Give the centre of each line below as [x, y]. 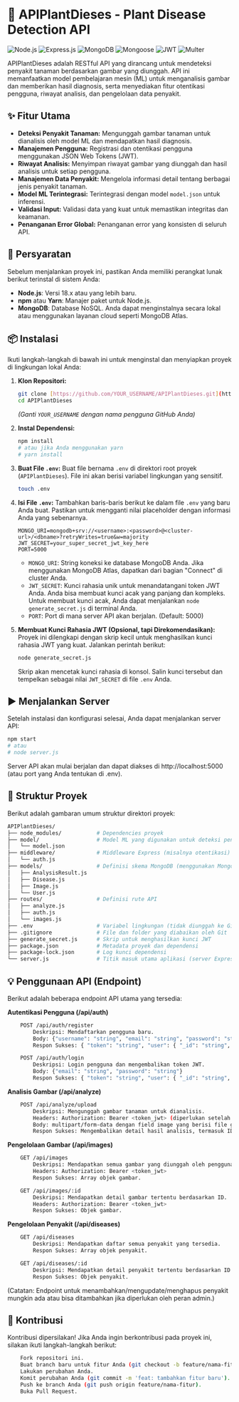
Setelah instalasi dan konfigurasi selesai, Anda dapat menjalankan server [114, 718]
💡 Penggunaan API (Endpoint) [75, 981]
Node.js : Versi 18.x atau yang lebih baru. [77, 293]
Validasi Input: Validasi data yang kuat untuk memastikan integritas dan [123, 209]
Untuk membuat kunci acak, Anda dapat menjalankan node [114, 600]
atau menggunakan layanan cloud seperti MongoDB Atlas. [103, 315]
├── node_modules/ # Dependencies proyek [85, 833]
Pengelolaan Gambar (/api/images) [60, 1145]
